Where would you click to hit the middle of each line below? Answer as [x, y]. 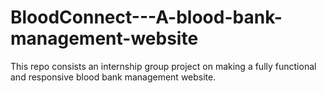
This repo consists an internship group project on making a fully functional [163, 66]
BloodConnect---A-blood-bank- [146, 17]
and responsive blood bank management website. [113, 77]
